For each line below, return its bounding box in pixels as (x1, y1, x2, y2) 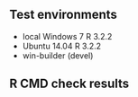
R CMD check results (9, 76, 130, 92)
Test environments (9, 7, 117, 22)
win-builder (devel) (22, 49, 94, 61)
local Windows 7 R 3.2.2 (22, 31, 113, 41)
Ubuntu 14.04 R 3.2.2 (22, 40, 102, 51)
